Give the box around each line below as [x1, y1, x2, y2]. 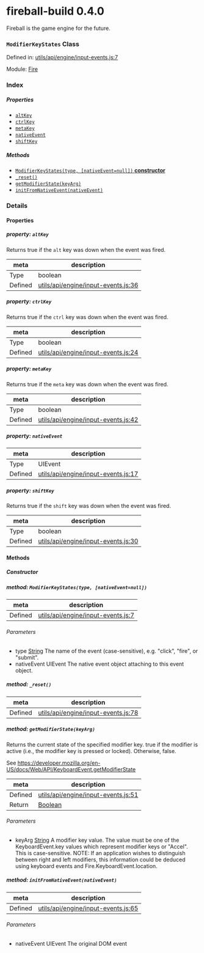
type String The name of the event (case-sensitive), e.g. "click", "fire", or [15, 647, 199, 655]
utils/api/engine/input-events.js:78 [38, 708, 139, 716]
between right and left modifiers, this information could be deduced [15, 856, 186, 863]
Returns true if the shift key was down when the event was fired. [6, 502, 171, 510]
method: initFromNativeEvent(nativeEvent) [6, 876, 117, 884]
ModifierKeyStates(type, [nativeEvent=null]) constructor [15, 167, 166, 174]
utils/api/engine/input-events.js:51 [38, 790, 139, 799]
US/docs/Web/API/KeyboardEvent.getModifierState [6, 765, 136, 773]
